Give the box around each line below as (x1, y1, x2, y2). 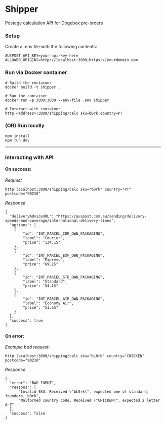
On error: (5, 333, 25, 339)
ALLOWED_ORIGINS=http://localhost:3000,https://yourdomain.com (5, 58, 138, 63)
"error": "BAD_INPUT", (9, 381, 56, 386)
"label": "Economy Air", (23, 300, 74, 306)
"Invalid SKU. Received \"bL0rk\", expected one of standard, (18, 389, 149, 394)
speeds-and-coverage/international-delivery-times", (5, 218, 116, 223)
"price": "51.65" (23, 305, 58, 310)
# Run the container (5, 93, 48, 98)
